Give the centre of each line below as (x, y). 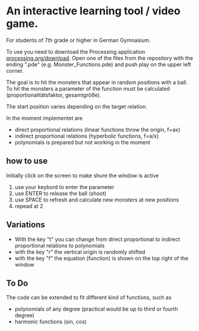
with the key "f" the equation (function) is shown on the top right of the (102, 258)
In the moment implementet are (45, 118)
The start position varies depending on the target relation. (77, 106)
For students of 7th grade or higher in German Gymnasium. (78, 40)
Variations (26, 225)
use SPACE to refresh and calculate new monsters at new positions (97, 199)
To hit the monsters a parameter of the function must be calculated (88, 88)
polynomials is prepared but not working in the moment (82, 142)
